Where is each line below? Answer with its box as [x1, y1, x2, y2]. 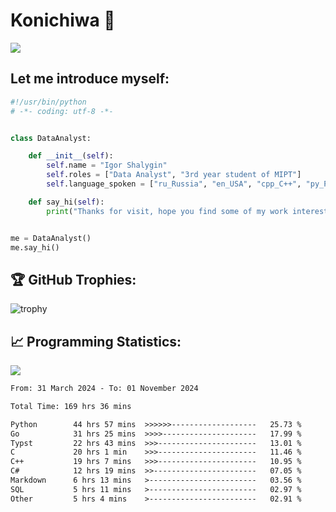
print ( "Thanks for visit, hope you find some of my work [46, 206, 288, 216]
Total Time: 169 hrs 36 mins [10, 401, 132, 411]
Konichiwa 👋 [10, 9, 116, 32]
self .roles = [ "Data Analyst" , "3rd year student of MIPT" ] [46, 170, 302, 180]
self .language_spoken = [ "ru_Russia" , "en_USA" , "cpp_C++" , [46, 179, 302, 189]
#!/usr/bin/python [10, 97, 87, 107]
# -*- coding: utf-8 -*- [10, 106, 114, 116]
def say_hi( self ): [28, 197, 105, 207]
